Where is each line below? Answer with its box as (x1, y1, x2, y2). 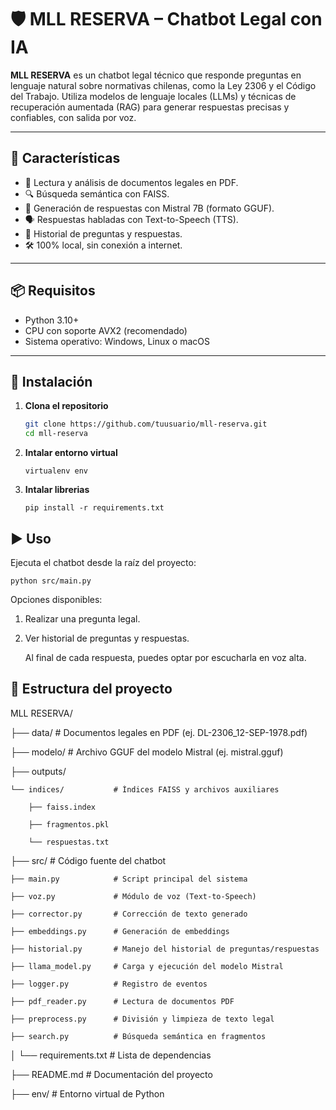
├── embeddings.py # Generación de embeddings (10, 926, 230, 936)
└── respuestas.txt (28, 837, 110, 847)
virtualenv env (24, 466, 89, 476)
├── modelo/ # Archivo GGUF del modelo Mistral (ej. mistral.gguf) (10, 746, 284, 758)
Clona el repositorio (24, 400, 109, 412)
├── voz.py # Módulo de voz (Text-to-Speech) (10, 891, 257, 901)
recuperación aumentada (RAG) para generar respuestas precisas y (10, 101, 290, 113)
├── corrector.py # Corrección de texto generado (10, 909, 248, 919)
